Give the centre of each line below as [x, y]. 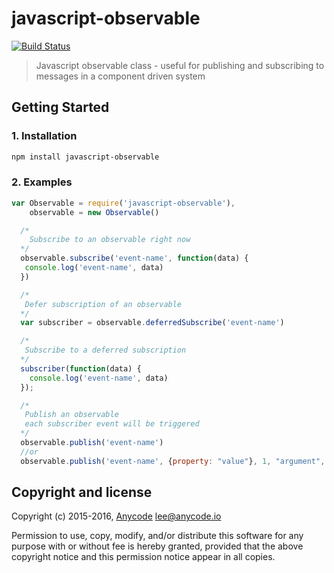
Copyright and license [82, 492]
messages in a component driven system [120, 76]
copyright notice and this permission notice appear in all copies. [143, 557]
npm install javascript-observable [85, 157]
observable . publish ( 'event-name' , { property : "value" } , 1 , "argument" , [173, 461]
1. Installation [44, 136]
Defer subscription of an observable [103, 304]
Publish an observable [71, 415]
